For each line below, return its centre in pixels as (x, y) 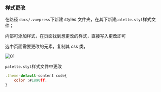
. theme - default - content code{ (36, 76)
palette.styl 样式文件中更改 (33, 66)
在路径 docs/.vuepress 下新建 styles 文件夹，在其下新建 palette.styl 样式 (78, 19)
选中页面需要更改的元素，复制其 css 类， (47, 46)
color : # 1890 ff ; (31, 80)
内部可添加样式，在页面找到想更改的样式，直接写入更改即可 (65, 36)
